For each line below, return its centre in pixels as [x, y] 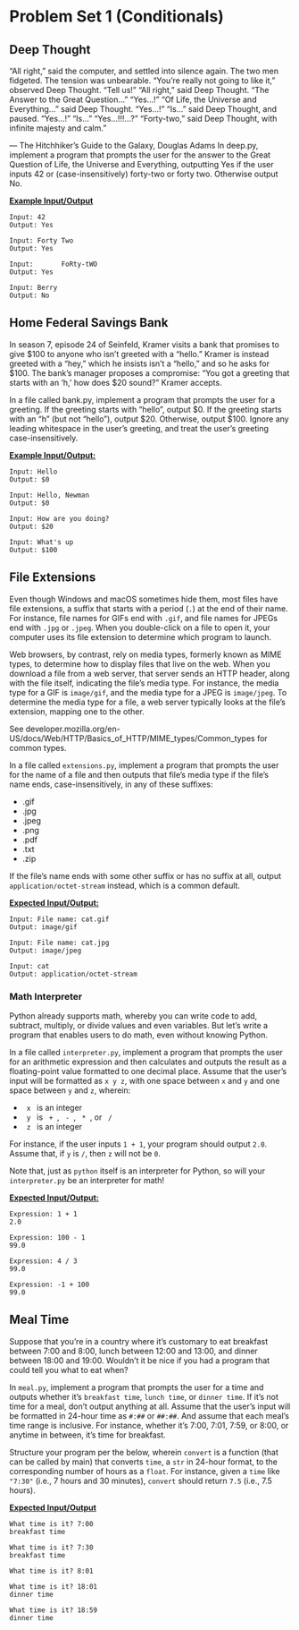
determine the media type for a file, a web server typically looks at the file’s [147, 702]
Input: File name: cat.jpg [59, 943]
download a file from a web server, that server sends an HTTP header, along [149, 673]
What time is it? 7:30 [51, 1547]
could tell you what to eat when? [69, 1370]
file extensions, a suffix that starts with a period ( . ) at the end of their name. [149, 608]
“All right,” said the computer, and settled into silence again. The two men [144, 71]
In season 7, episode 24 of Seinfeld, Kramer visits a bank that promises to [144, 344]
